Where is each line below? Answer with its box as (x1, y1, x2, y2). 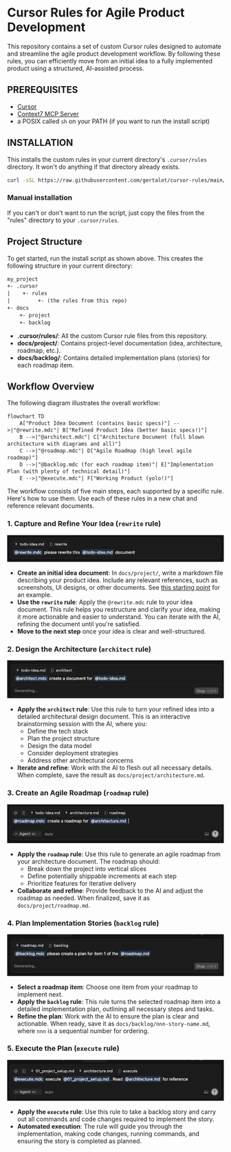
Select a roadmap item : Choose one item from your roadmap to (16, 983, 198, 991)
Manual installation (7, 193, 73, 202)
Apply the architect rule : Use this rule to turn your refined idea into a (16, 705, 214, 714)
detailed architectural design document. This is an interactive (16, 712, 190, 721)
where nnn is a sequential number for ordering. (16, 1027, 149, 1035)
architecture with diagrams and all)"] (7, 440, 122, 448)
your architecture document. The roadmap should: (16, 857, 160, 865)
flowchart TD (7, 413, 45, 420)
